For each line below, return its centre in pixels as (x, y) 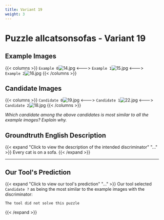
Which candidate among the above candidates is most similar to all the (77, 115)
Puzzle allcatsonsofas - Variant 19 (75, 38)
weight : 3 (15, 14)
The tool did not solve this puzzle (42, 203)
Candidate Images (33, 88)
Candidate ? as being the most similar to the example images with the (75, 189)
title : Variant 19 (24, 10)
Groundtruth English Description (56, 135)
